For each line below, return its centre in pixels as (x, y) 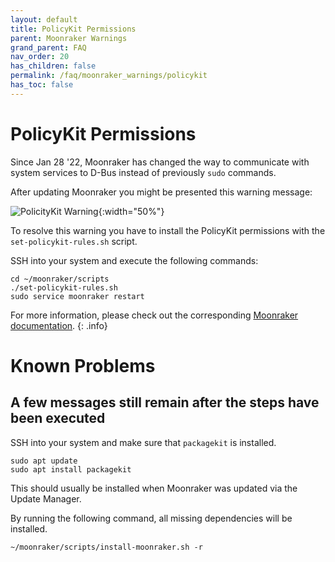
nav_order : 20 (40, 57)
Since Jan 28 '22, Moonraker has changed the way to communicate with (160, 162)
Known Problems (83, 365)
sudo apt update (44, 461)
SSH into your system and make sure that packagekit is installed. (143, 442)
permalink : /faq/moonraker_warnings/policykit (109, 76)
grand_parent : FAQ (48, 47)
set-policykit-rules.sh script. (74, 241)
